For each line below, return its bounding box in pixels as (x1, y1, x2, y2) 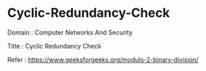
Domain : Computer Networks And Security (7, 28, 133, 37)
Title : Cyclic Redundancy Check (7, 41, 102, 50)
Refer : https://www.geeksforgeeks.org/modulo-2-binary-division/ (7, 55, 199, 64)
